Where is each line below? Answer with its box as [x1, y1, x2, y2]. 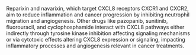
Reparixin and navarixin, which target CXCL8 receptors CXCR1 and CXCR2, [6, 5, 189, 12]
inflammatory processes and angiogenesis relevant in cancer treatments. [6, 42, 185, 49]
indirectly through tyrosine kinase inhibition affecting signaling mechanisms [6, 30, 191, 37]
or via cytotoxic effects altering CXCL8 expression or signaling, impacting [6, 36, 185, 43]
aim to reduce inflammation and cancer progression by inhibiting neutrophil [6, 11, 189, 18]
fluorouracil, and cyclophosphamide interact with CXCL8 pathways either [6, 23, 185, 30]
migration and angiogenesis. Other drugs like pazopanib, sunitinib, [6, 18, 168, 24]
